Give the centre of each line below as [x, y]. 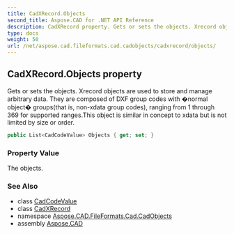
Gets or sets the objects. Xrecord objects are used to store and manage [110, 91]
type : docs [23, 33]
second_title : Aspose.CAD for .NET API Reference [81, 20]
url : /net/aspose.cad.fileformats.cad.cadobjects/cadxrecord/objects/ [112, 46]
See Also [23, 186]
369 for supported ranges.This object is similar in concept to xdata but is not [117, 115]
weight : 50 [23, 40]
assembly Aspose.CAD [50, 224]
